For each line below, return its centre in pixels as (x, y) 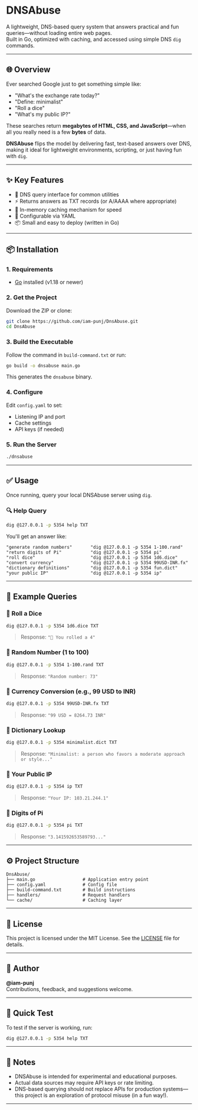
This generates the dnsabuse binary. (49, 377)
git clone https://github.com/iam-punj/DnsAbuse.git (72, 321)
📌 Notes (21, 1062)
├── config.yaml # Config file (62, 885)
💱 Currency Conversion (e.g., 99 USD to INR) (71, 691)
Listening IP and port (40, 416)
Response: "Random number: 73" (59, 676)
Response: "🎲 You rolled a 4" (58, 637)
